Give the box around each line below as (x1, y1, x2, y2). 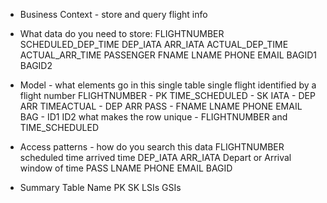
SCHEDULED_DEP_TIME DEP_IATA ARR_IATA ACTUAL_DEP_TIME (19, 39, 289, 50)
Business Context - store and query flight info (19, 9, 208, 20)
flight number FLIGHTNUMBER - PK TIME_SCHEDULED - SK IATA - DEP (19, 90, 316, 101)
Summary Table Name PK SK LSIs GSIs (19, 182, 182, 193)
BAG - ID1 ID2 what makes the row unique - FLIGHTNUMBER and (19, 111, 288, 123)
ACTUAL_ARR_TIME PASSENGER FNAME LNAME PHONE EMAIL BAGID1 (19, 49, 317, 61)
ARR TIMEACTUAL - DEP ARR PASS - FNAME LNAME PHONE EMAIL (19, 100, 303, 112)
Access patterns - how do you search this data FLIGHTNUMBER (19, 141, 285, 153)
